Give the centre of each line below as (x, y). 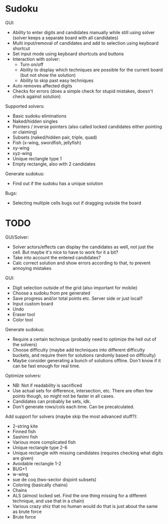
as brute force (27, 511)
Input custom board (33, 303)
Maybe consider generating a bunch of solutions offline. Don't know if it (87, 360)
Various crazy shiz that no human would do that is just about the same (85, 506)
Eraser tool (24, 314)
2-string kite (25, 426)
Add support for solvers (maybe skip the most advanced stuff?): (71, 416)
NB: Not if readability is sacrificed (47, 385)
